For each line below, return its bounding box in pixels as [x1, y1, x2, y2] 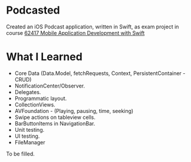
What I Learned [6, 50, 83, 64]
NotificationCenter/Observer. [14, 82, 85, 89]
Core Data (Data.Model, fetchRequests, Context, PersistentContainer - [14, 69, 186, 77]
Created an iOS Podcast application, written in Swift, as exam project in [6, 23, 179, 30]
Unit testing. [14, 126, 45, 133]
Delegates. [14, 88, 41, 95]
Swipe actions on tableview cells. [14, 114, 96, 121]
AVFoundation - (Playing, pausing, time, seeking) [14, 107, 134, 114]
